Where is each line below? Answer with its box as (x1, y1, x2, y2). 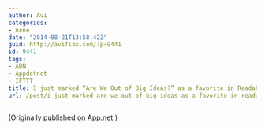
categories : (8, 19, 47, 27)
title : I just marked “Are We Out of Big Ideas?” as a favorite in (8, 84, 235, 92)
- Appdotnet (8, 70, 47, 78)
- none (8, 26, 30, 34)
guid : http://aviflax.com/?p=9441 (8, 41, 122, 49)
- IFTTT (8, 77, 34, 85)
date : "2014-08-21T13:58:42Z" (8, 33, 108, 42)
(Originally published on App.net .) (8, 113, 118, 122)
